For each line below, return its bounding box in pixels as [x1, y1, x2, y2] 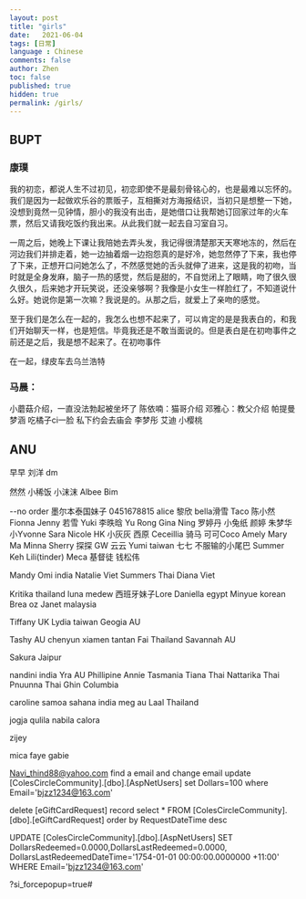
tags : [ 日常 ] [9, 38, 56, 48]
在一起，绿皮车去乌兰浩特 [9, 356, 106, 367]
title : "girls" [9, 22, 67, 31]
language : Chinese [9, 47, 84, 57]
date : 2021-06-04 [9, 30, 84, 39]
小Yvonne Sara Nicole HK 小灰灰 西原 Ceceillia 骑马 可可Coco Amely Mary [9, 528, 288, 539]
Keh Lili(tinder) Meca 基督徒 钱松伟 [9, 551, 140, 562]
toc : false [9, 73, 51, 82]
